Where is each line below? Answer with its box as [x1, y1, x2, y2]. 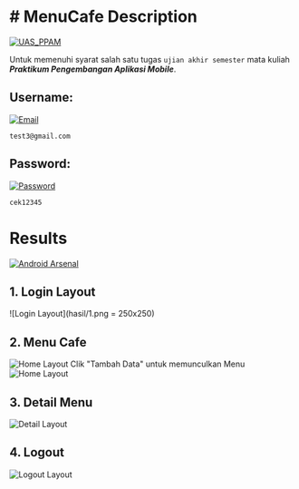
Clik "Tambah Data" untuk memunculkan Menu [70, 358, 246, 369]
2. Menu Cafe [9, 334, 87, 350]
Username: [9, 90, 74, 105]
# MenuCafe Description [9, 6, 198, 27]
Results [9, 228, 68, 249]
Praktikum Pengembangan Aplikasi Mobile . [9, 64, 177, 74]
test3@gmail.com [9, 132, 71, 141]
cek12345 [9, 198, 43, 207]
